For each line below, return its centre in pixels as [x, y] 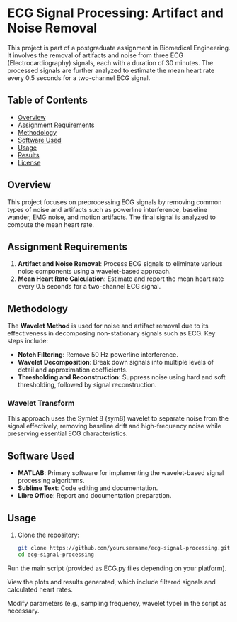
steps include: [28, 341]
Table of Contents [48, 100]
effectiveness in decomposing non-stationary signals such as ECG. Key [111, 333]
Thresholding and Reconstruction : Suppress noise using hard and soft [121, 377]
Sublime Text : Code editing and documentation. [88, 488]
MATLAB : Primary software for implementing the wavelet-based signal [121, 473]
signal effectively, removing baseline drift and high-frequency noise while [114, 426]
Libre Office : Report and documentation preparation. [94, 496]
